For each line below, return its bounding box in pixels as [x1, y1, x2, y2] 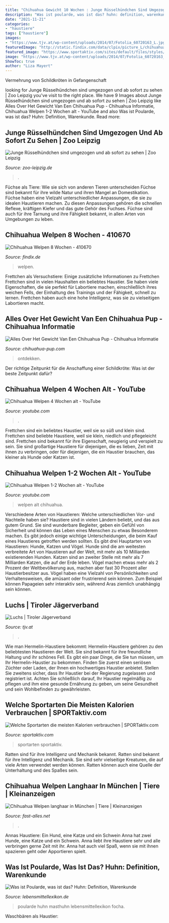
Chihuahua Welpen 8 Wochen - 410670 [5, 231, 131, 239]
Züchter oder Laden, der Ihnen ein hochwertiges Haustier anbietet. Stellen [5, 665, 159, 670]
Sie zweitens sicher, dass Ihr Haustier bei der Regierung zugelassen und [5, 670, 155, 676]
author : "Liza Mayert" [5, 63, 53, 68]
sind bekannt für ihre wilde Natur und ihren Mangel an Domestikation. [5, 189, 149, 195]
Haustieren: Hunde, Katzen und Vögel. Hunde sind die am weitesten [5, 544, 146, 550]
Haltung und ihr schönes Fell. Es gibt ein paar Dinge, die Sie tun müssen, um [5, 654, 163, 660]
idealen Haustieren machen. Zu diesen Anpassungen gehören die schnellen [5, 200, 162, 206]
